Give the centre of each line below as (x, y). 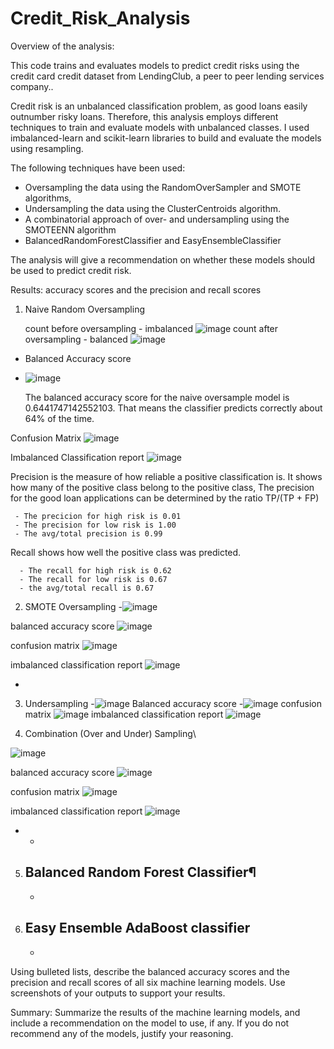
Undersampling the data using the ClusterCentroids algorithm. (153, 208)
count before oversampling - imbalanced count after (151, 328)
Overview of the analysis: (62, 46)
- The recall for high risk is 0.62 (95, 570)
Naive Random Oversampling (84, 309)
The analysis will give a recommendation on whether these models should (163, 259)
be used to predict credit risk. (71, 270)
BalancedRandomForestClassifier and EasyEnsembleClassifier (153, 240)
